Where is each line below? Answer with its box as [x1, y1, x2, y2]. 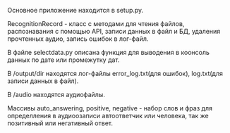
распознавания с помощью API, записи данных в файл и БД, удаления [7, 27, 221, 35]
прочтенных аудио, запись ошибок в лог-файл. [7, 34, 149, 43]
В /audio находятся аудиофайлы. [7, 91, 106, 99]
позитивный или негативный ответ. [7, 119, 113, 127]
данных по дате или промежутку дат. [7, 56, 120, 64]
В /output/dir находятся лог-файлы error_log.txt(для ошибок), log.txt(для [7, 70, 224, 77]
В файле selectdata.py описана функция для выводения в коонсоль [7, 49, 210, 56]
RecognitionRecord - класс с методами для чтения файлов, [7, 20, 185, 27]
